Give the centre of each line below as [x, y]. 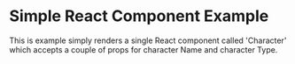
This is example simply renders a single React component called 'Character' [148, 40]
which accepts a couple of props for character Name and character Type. [144, 49]
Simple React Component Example [139, 16]
